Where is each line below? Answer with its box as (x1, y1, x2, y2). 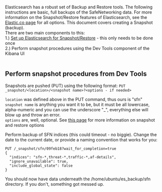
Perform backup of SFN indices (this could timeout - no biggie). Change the (5, 131, 157, 138)
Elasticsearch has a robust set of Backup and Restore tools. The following (5, 4, 153, 10)
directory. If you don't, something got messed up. (5, 181, 105, 187)
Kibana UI (5, 51, 25, 56)
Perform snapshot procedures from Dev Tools (5, 70, 147, 78)
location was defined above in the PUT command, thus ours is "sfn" (5, 96, 143, 102)
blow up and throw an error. (5, 112, 61, 118)
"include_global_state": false (9, 163, 73, 168)
